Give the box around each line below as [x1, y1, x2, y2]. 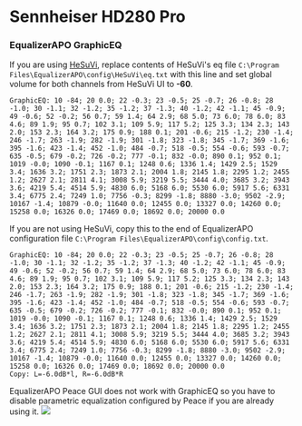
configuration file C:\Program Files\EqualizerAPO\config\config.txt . [9, 233, 269, 244]
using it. [9, 406, 39, 417]
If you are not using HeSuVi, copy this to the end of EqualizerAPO [9, 223, 254, 234]
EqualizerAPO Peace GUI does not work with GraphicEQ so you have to [9, 386, 276, 397]
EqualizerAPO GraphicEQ [9, 39, 122, 52]
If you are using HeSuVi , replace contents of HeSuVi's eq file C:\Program [9, 59, 279, 70]
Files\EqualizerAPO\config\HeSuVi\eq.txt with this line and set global [9, 69, 272, 80]
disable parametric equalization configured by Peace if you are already [9, 395, 275, 406]
